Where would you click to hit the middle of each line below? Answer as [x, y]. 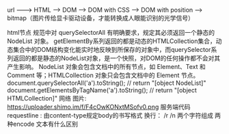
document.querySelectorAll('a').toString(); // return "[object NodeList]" [107, 83]
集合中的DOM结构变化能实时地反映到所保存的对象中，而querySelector [112, 50]
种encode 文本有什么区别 [43, 124]
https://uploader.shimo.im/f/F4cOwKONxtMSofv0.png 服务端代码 [99, 107]
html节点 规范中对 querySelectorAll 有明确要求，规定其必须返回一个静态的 [111, 32]
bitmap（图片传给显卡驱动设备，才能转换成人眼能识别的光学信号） [101, 18]
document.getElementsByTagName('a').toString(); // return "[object [102, 90]
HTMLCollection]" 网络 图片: [47, 98]
